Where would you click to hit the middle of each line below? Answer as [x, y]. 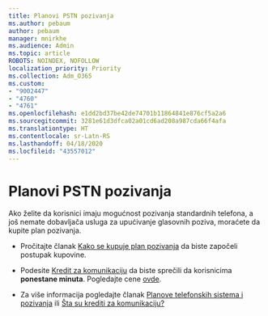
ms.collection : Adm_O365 [50, 76]
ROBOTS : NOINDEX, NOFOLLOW [54, 61]
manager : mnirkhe [38, 38]
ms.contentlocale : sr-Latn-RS [60, 136]
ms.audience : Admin [41, 46]
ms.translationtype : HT [49, 129]
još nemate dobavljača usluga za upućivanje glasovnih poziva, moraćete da [134, 222]
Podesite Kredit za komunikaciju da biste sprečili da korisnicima [126, 271]
